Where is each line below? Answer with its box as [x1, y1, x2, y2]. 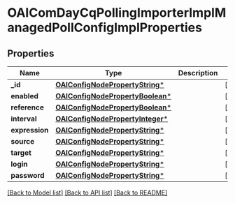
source [10, 137, 35, 146]
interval [10, 114, 37, 123]
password [10, 171, 45, 180]
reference [10, 103, 44, 112]
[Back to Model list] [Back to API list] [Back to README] [7, 188, 168, 197]
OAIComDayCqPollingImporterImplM [7, 5, 227, 21]
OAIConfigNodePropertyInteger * [55, 114, 169, 123]
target [10, 148, 31, 158]
